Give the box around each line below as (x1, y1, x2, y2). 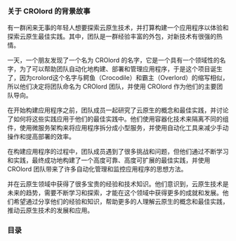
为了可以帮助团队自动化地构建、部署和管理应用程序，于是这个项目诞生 (19, 65, 223, 73)
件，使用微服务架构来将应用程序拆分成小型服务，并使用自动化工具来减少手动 (7, 124, 229, 132)
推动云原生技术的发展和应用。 (7, 206, 93, 215)
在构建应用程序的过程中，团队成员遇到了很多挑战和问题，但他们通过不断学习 (7, 148, 229, 156)
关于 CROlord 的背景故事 (7, 6, 91, 15)
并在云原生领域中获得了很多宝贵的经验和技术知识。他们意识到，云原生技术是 (7, 180, 229, 188)
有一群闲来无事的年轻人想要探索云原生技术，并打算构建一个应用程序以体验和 (7, 23, 229, 32)
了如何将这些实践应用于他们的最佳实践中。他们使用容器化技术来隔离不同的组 (7, 115, 229, 124)
